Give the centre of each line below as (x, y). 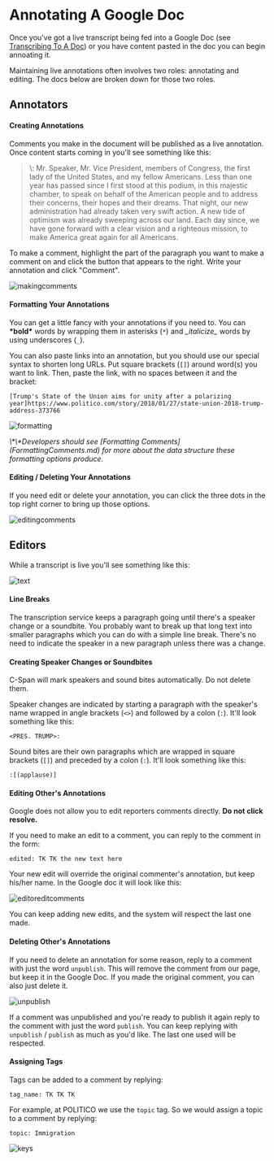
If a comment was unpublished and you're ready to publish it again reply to (135, 1017)
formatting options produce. (57, 459)
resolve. (24, 820)
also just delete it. (39, 985)
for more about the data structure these (168, 450)
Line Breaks (30, 599)
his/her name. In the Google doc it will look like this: (96, 883)
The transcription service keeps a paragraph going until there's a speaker (133, 617)
